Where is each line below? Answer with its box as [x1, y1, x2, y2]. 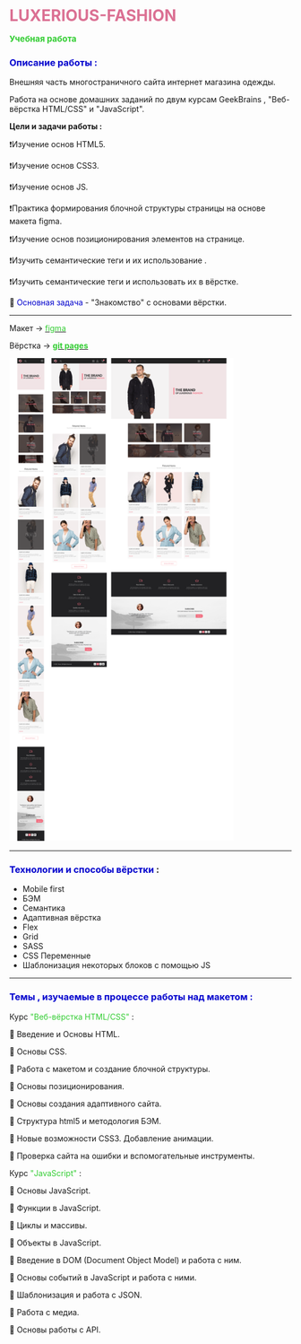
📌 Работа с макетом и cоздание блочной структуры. [9, 1063, 211, 1074]
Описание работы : [9, 57, 99, 69]
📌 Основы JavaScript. [9, 1185, 91, 1196]
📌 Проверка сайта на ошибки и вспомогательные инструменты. [9, 1150, 255, 1161]
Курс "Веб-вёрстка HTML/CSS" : [9, 1011, 134, 1022]
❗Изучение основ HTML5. [9, 139, 106, 150]
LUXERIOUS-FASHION [9, 5, 177, 26]
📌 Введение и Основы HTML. [9, 1028, 121, 1039]
